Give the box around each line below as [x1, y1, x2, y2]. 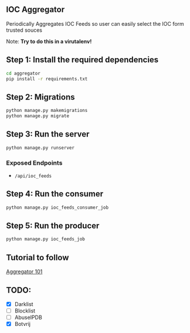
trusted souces [6, 26, 43, 33]
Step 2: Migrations [6, 92, 75, 102]
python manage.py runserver [6, 145, 75, 151]
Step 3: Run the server [6, 129, 90, 140]
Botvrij [14, 321, 31, 328]
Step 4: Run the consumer [6, 189, 104, 199]
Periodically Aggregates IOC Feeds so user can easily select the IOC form [6, 20, 185, 27]
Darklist [14, 300, 33, 307]
